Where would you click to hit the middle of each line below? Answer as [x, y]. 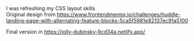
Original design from [31, 14]
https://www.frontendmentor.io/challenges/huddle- [119, 14]
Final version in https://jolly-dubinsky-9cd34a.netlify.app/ [76, 32]
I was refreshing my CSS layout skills [51, 8]
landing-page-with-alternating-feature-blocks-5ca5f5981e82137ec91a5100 [97, 20]
